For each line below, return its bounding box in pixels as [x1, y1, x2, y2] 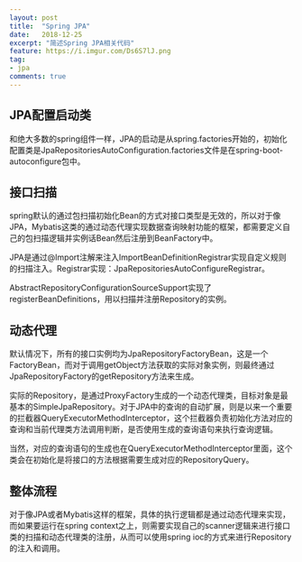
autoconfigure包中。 [9, 155, 86, 167]
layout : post [9, 13, 59, 23]
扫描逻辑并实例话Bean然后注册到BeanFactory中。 [32, 233, 218, 244]
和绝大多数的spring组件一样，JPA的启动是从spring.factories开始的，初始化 [9, 133, 288, 144]
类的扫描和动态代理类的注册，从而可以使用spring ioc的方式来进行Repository [9, 531, 292, 542]
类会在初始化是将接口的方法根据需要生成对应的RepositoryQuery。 [9, 455, 254, 465]
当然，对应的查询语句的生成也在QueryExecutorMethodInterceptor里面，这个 [9, 443, 293, 454]
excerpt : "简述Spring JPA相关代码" [9, 38, 135, 48]
